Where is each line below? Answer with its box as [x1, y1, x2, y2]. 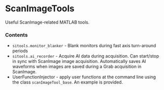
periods [12, 48, 28, 54]
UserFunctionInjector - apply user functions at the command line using [12, 74, 156, 80]
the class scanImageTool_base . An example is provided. [12, 79, 123, 85]
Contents [5, 31, 28, 38]
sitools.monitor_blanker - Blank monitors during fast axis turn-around [12, 43, 156, 49]
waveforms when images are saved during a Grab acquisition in [12, 63, 142, 69]
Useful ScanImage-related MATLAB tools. [5, 19, 90, 25]
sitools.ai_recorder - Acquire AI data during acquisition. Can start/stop [12, 53, 159, 59]
